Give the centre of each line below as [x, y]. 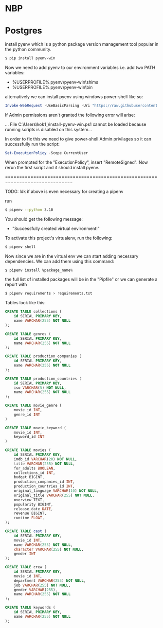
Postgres [24, 31]
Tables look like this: [26, 303]
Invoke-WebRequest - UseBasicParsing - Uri [48, 105]
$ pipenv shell [20, 247]
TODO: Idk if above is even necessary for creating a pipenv [64, 191]
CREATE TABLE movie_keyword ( [36, 428]
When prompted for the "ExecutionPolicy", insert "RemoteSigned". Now [77, 162]
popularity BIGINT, [34, 504]
